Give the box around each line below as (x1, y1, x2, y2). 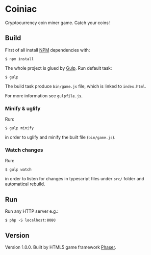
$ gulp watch (5, 167, 32, 172)
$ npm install (5, 57, 34, 61)
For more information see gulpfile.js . (5, 92, 83, 99)
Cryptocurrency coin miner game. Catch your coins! (5, 20, 110, 26)
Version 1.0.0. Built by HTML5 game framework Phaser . (5, 244, 117, 250)
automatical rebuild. (5, 181, 45, 187)
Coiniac (5, 3, 37, 15)
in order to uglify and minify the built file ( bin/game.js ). (5, 134, 116, 141)
